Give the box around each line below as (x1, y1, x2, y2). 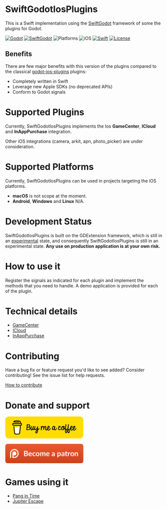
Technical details (5, 306, 78, 317)
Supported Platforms (5, 161, 94, 172)
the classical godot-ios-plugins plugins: (5, 68, 86, 74)
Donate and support (5, 399, 90, 411)
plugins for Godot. (5, 25, 42, 31)
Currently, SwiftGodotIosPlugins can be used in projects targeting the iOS (5, 177, 156, 184)
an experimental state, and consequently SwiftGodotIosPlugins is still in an (5, 238, 158, 244)
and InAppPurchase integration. (5, 128, 72, 134)
